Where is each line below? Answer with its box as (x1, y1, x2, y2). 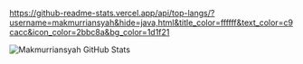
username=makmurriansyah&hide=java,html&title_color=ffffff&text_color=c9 (9, 17, 294, 28)
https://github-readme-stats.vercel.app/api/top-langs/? (9, 8, 215, 18)
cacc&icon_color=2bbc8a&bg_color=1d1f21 (9, 27, 170, 37)
